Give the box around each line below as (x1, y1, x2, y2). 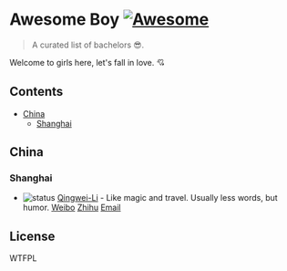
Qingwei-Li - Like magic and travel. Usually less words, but (56, 193, 278, 203)
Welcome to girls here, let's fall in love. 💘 (9, 57, 166, 68)
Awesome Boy (9, 9, 120, 30)
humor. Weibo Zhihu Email (22, 202, 121, 214)
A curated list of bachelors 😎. (31, 39, 145, 50)
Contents (9, 84, 64, 99)
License (9, 228, 56, 244)
